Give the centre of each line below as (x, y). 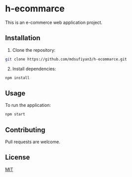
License (18, 157)
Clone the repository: (34, 50)
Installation (23, 38)
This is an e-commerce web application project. (54, 22)
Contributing (25, 130)
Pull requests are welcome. (33, 142)
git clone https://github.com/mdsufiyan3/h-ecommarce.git (66, 59)
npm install (17, 78)
